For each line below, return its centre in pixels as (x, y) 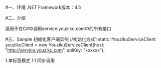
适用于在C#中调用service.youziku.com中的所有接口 (58, 28)
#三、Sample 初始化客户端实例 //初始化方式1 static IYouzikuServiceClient (80, 39)
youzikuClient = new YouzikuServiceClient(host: (55, 45)
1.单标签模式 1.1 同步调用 (30, 60)
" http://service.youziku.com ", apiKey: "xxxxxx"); (55, 50)
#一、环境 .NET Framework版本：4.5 (43, 7)
